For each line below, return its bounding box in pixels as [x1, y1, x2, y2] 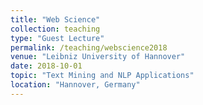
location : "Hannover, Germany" [10, 80, 141, 90]
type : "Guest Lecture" [10, 33, 105, 43]
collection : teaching [10, 24, 101, 34]
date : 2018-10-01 [10, 61, 83, 71]
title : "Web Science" [10, 14, 101, 25]
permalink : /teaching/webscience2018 [10, 42, 168, 53]
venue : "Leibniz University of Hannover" [10, 52, 186, 62]
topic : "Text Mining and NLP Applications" [10, 71, 195, 81]
